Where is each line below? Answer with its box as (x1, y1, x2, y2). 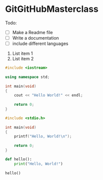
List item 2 (12, 56, 34, 62)
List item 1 (12, 50, 33, 56)
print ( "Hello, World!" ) (14, 161, 63, 166)
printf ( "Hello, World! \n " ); (14, 134, 72, 139)
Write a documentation (12, 35, 59, 41)
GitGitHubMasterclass (5, 3, 99, 15)
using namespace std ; (5, 74, 50, 80)
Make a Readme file (12, 29, 53, 35)
